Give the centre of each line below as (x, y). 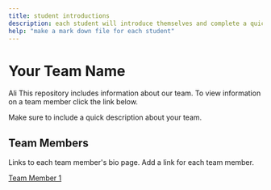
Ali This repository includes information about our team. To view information (135, 93)
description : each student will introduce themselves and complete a (128, 23)
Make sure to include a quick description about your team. (105, 117)
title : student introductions (59, 16)
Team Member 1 (35, 178)
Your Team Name (67, 71)
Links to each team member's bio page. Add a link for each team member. (131, 163)
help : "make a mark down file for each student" (92, 31)
